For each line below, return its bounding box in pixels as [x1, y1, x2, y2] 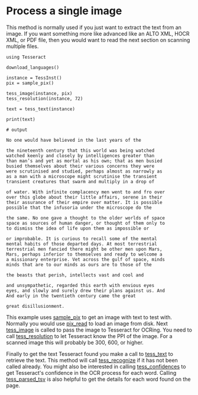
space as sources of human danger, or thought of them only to [6, 220, 165, 226]
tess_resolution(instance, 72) [6, 95, 83, 101]
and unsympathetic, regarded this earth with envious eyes [6, 282, 155, 288]
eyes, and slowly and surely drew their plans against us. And [6, 288, 165, 294]
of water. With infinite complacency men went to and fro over [6, 189, 165, 195]
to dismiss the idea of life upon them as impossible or [6, 225, 150, 231]
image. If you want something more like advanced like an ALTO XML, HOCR [6, 30, 190, 37]
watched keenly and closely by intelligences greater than [6, 152, 155, 158]
